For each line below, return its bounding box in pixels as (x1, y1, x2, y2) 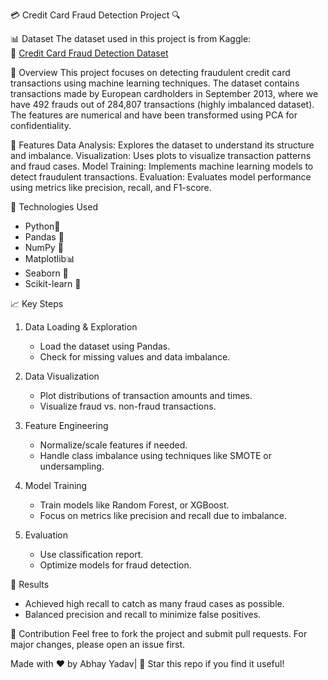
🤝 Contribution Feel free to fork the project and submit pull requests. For (10, 628, 308, 639)
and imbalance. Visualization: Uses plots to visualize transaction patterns (10, 150, 312, 161)
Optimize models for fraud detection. (39, 559, 192, 571)
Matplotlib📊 (24, 253, 76, 264)
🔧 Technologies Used (10, 201, 98, 213)
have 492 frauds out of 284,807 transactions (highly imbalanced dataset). (10, 99, 315, 110)
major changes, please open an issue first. (10, 639, 186, 650)
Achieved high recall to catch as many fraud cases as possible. (24, 598, 285, 609)
